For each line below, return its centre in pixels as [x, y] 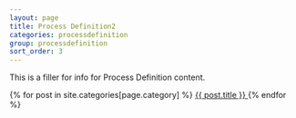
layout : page [34, 18]
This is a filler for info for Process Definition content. [107, 77]
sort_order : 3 [36, 52]
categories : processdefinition [69, 34]
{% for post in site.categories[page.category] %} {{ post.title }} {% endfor [148, 95]
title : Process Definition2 [63, 26]
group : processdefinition [58, 43]
